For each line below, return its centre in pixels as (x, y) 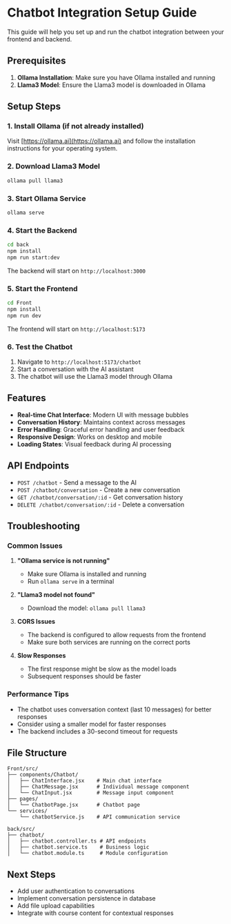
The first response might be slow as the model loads (102, 669)
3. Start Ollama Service (47, 198)
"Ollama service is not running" (63, 561)
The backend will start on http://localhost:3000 (77, 271)
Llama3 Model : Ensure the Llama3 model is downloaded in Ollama (111, 85)
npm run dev (24, 315)
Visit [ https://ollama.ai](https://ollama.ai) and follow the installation (101, 141)
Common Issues (35, 545)
